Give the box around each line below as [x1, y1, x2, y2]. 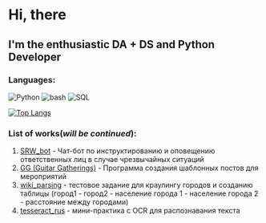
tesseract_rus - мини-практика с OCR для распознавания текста [19, 206, 240, 216]
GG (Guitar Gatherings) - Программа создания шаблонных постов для [19, 163, 259, 173]
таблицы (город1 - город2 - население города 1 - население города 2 [19, 189, 259, 198]
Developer [8, 50, 62, 63]
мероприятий [19, 172, 66, 181]
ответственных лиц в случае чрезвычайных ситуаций [19, 155, 204, 164]
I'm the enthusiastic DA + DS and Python [8, 38, 215, 51]
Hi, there [8, 6, 66, 24]
